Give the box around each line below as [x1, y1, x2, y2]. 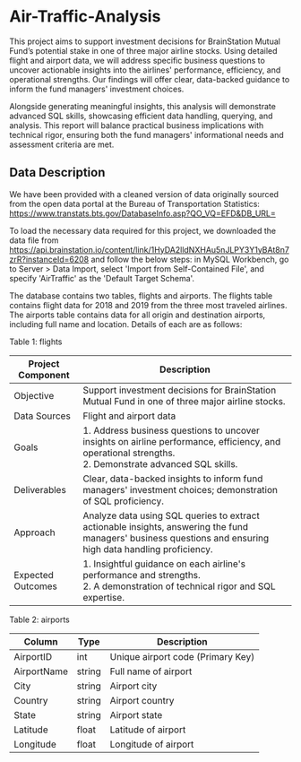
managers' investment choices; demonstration [82, 483, 279, 496]
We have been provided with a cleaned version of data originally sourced [9, 188, 279, 199]
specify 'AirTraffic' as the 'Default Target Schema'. [9, 273, 195, 283]
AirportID [13, 650, 53, 662]
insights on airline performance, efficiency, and [82, 435, 281, 447]
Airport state [109, 708, 163, 721]
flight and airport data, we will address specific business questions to [9, 55, 266, 65]
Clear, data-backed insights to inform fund [82, 472, 263, 485]
